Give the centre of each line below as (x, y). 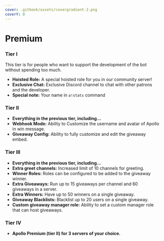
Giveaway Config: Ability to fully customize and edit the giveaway (79, 134)
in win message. (29, 129)
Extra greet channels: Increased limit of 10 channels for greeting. (78, 168)
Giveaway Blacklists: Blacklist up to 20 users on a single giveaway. (80, 199)
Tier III (13, 152)
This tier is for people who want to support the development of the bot (76, 64)
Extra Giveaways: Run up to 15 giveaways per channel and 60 (75, 184)
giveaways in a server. (35, 189)
